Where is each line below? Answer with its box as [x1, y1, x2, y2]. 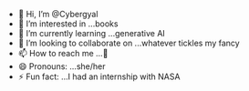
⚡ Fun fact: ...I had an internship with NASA [17, 71, 181, 82]
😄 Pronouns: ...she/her [17, 61, 106, 72]
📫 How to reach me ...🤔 [17, 48, 109, 58]
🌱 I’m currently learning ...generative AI [17, 28, 166, 38]
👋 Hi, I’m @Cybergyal [17, 9, 99, 19]
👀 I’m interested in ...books [17, 18, 119, 29]
